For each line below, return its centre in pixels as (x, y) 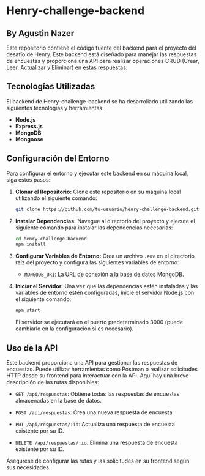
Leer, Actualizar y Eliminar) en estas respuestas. (67, 67)
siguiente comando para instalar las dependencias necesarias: (94, 228)
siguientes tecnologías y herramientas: (55, 108)
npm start (28, 311)
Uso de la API (32, 348)
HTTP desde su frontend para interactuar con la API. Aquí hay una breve (98, 375)
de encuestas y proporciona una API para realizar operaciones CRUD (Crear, (103, 61)
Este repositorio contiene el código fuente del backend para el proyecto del (102, 48)
